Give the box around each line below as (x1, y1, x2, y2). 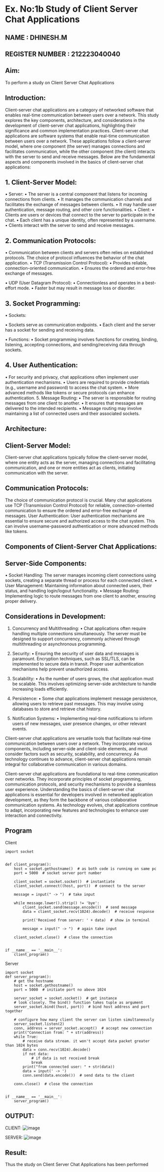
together (5, 1008, 23, 1013)
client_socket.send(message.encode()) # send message (23, 905, 137, 909)
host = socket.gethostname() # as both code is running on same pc (14, 866, 157, 871)
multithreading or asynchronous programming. (12, 641, 107, 647)
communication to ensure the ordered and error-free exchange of (5, 507, 138, 513)
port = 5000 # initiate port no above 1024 (14, 987, 106, 992)
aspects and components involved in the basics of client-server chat (5, 159, 143, 165)
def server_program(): (5, 974, 51, 979)
